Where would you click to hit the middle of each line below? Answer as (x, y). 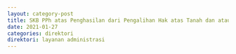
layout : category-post (40, 14)
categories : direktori (40, 33)
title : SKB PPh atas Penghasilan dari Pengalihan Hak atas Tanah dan (111, 20)
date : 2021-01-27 (33, 27)
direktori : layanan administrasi (56, 40)
